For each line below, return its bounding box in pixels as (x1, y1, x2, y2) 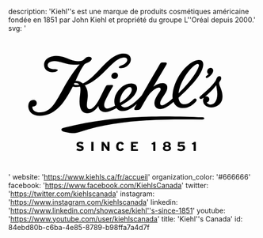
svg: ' (8, 24, 26, 32)
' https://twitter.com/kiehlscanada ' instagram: (8, 189, 155, 198)
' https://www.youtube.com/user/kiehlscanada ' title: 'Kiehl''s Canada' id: (8, 213, 243, 224)
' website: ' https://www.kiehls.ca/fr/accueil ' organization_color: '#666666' (8, 172, 251, 181)
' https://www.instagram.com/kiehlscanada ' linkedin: (8, 197, 178, 206)
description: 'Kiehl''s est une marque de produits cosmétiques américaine (8, 7, 250, 16)
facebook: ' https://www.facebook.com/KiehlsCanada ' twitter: (8, 180, 209, 190)
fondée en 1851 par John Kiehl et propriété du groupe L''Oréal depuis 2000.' (8, 15, 256, 25)
